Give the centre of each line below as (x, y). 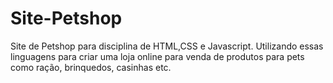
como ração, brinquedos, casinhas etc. (91, 67)
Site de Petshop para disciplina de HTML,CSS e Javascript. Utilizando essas (167, 46)
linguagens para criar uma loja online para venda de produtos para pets (157, 56)
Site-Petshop (66, 18)
